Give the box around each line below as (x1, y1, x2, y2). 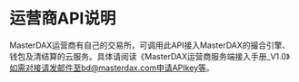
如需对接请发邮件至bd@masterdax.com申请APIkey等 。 (9, 62, 215, 73)
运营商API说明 (9, 8, 116, 29)
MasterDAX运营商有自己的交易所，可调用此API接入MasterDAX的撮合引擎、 (9, 40, 291, 50)
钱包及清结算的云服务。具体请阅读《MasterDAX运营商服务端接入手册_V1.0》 (9, 50, 291, 61)
